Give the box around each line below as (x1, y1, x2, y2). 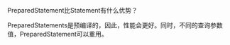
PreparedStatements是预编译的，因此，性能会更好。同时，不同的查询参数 (7, 21, 224, 30)
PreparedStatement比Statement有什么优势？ (7, 6, 138, 14)
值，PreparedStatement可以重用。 (7, 30, 108, 38)
